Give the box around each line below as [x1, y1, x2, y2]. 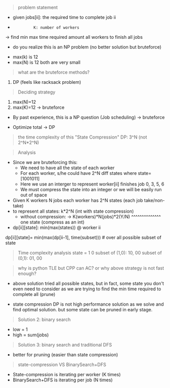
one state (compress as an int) [20, 219, 85, 225]
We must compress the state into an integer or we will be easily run [20, 187, 162, 192]
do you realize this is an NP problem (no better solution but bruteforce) [12, 44, 162, 50]
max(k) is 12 [12, 54, 38, 60]
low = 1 [12, 327, 28, 332]
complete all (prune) [12, 291, 56, 297]
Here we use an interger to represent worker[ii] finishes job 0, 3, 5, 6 [20, 181, 164, 187]
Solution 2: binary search [17, 316, 71, 323]
